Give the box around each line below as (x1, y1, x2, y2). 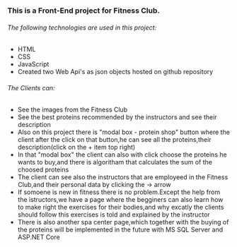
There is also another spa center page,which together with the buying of (17, 218, 229, 227)
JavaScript (17, 60, 50, 68)
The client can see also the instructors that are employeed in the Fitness (17, 173, 229, 181)
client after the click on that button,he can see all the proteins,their (17, 135, 212, 144)
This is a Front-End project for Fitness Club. (7, 6, 161, 16)
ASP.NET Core (17, 233, 60, 241)
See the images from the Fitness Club (17, 105, 128, 114)
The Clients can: (7, 83, 55, 92)
